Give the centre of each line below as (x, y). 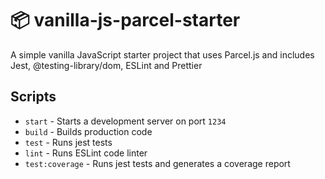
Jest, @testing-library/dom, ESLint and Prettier (106, 65)
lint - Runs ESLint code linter (86, 153)
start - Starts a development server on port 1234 (125, 121)
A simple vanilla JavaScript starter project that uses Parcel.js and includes (162, 54)
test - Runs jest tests (68, 142)
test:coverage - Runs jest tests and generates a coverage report (157, 163)
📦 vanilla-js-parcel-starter (125, 20)
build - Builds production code (88, 131)
